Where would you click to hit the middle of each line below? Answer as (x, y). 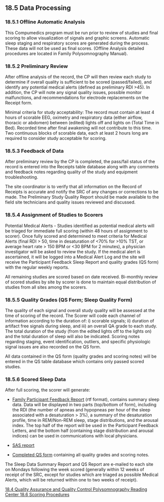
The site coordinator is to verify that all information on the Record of (73, 187)
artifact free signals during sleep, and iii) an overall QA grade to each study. (81, 326)
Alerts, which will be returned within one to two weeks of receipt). (71, 480)
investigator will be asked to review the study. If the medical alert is (73, 251)
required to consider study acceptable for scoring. (56, 138)
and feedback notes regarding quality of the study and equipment (71, 172)
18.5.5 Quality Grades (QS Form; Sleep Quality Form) (69, 299)
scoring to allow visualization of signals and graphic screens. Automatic (77, 38)
